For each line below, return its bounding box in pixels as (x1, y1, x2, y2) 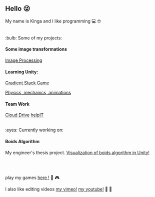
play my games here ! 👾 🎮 (5, 175, 60, 181)
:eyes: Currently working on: (5, 127, 64, 133)
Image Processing (5, 57, 42, 63)
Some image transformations (5, 46, 67, 52)
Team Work (5, 101, 30, 107)
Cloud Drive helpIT (5, 112, 44, 118)
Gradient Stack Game (5, 80, 49, 86)
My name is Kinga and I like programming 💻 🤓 (5, 18, 101, 24)
